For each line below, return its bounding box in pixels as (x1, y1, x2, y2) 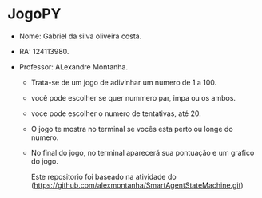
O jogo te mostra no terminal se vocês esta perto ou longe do (30, 124, 233, 133)
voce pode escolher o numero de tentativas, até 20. (30, 109, 201, 118)
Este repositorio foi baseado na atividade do (30, 172, 177, 181)
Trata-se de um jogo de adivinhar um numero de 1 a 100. (30, 77, 217, 87)
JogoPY (7, 5, 62, 23)
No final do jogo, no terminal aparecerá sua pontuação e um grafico (30, 148, 255, 157)
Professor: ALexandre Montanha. (18, 61, 129, 72)
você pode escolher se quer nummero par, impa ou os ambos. (30, 93, 236, 102)
